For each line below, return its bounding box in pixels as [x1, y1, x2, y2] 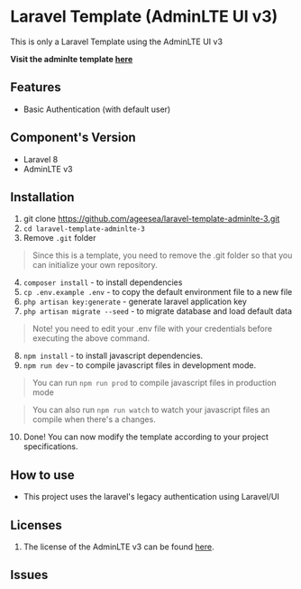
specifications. [23, 441, 78, 452]
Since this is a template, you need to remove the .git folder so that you [32, 250, 293, 261]
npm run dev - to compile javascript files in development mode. [23, 360, 256, 371]
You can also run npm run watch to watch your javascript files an [32, 404, 270, 416]
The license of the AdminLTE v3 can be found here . [23, 541, 214, 552]
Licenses [10, 517, 62, 533]
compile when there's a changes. [32, 414, 156, 425]
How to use [10, 467, 75, 483]
